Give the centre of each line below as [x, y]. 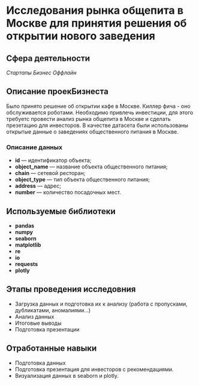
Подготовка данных [40, 363]
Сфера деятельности [48, 58]
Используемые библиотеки [61, 211]
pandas [25, 226]
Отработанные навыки [52, 349]
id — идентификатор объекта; [53, 161]
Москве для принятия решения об [97, 23]
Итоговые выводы [38, 323]
